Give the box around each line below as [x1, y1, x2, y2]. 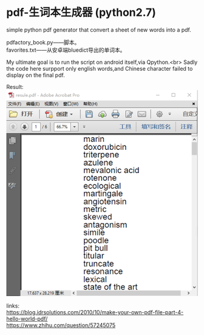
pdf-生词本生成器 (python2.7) [6, 5, 157, 19]
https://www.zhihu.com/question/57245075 [6, 322, 116, 329]
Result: [6, 83, 24, 90]
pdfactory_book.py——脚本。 [6, 38, 80, 46]
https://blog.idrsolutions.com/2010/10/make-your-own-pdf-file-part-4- [6, 309, 184, 316]
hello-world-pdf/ [6, 315, 48, 323]
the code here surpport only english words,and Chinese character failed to [6, 65, 193, 72]
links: [6, 302, 20, 309]
